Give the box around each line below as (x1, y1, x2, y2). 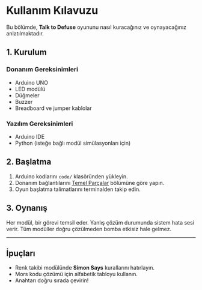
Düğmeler (14, 91, 40, 99)
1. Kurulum (6, 47, 47, 58)
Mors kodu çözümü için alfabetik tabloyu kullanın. (14, 271, 138, 278)
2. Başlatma (6, 157, 52, 167)
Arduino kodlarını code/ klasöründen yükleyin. (14, 172, 128, 180)
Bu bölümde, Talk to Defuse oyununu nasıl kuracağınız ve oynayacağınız (6, 23, 187, 31)
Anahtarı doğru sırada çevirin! (14, 277, 89, 284)
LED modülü (14, 85, 46, 92)
